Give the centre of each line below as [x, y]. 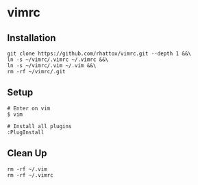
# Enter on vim [29, 108]
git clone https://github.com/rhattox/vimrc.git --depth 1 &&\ [99, 53]
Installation [32, 38]
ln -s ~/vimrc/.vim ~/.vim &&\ [52, 66]
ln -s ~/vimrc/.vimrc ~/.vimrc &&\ [58, 60]
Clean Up [27, 153]
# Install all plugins [39, 126]
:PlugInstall [26, 132]
